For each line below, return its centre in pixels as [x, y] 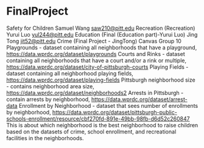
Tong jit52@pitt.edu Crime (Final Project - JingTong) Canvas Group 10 [94, 41]
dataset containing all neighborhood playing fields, [70, 73]
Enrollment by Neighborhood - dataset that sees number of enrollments [108, 105]
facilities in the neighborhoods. [45, 138]
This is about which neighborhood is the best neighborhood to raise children [102, 125]
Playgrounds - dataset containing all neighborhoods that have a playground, [102, 48]
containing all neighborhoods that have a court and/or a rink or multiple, [97, 60]
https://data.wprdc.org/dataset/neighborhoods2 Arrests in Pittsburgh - [95, 93]
